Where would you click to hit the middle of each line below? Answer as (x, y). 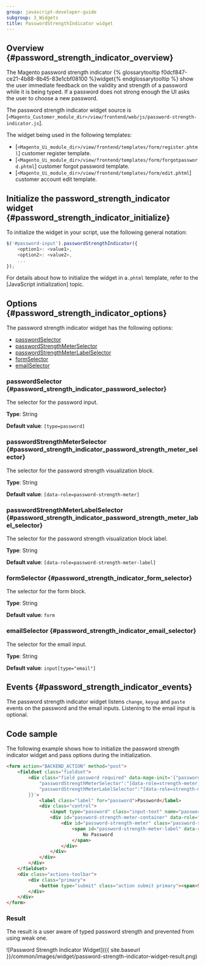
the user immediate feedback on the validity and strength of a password (97, 86)
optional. (17, 715)
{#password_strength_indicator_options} (87, 313)
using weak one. (27, 938)
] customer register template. (55, 153)
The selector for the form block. (46, 591)
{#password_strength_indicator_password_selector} (86, 389)
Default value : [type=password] (46, 426)
